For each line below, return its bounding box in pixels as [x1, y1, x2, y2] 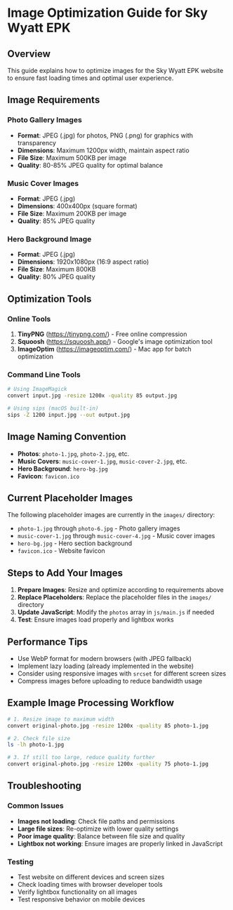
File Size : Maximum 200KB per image [17, 209, 127, 218]
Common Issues [7, 801, 65, 811]
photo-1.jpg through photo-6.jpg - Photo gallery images [17, 524, 180, 533]
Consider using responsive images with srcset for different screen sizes [17, 669, 227, 678]
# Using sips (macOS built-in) [7, 405, 99, 412]
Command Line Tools [7, 370, 81, 380]
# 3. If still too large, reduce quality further [7, 754, 156, 761]
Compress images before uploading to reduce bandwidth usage [17, 677, 203, 685]
